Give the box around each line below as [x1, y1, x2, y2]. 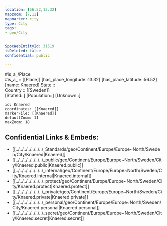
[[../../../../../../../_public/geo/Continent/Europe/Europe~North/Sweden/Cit [12, 157, 162, 163]
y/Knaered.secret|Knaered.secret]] [12, 215, 84, 221]
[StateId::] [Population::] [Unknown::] [5, 92, 81, 98]
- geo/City [5, 30, 28, 35]
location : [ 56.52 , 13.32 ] [5, 7, 57, 12]
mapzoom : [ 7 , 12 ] [5, 12, 39, 17]
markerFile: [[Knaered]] [5, 111, 57, 116]
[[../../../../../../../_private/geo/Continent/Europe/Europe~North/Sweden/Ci [12, 189, 162, 195]
